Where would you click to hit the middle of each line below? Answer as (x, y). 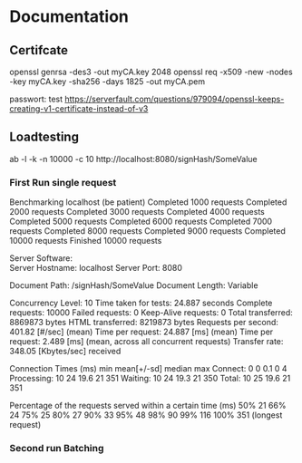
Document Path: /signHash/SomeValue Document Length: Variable (134, 285)
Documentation (69, 17)
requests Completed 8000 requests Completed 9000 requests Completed (147, 231)
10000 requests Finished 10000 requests (86, 241)
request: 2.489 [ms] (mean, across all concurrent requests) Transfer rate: (146, 342)
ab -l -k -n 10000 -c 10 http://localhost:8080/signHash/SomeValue (134, 159)
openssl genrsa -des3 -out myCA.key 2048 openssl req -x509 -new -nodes (151, 72)
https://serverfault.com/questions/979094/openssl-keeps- (175, 99)
